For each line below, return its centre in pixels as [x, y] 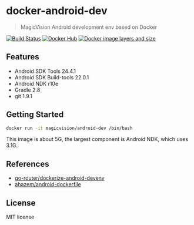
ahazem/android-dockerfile [48, 184]
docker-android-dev [57, 11]
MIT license [20, 217]
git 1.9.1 [23, 96]
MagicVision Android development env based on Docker [89, 27]
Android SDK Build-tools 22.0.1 [52, 77]
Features [23, 57]
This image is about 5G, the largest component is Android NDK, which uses [97, 139]
